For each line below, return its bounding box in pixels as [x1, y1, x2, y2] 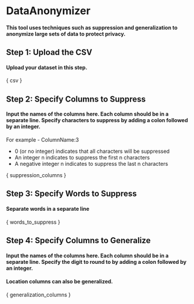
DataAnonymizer [6, 4, 91, 18]
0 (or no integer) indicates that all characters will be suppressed [14, 148, 170, 155]
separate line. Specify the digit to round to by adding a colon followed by [6, 258, 187, 265]
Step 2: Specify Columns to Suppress [6, 94, 146, 104]
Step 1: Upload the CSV [6, 47, 93, 57]
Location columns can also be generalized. [6, 278, 113, 285]
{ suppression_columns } [6, 171, 66, 178]
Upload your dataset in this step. [6, 64, 88, 71]
